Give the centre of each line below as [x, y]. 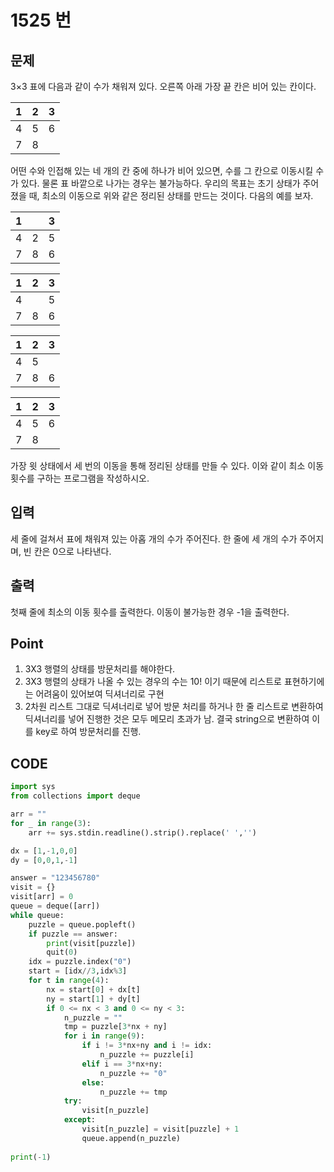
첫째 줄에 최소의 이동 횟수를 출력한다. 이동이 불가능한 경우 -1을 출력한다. [150, 612]
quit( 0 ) [62, 952]
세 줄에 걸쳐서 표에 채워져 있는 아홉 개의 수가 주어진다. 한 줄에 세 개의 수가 [154, 538]
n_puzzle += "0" [133, 1073]
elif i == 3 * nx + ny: [122, 1064]
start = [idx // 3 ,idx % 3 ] [78, 971]
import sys [33, 787]
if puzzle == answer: [73, 934]
